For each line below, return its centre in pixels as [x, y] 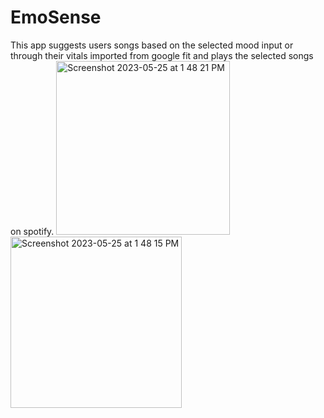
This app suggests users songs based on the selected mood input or [152, 45]
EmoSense [56, 17]
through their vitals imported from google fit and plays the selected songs [162, 55]
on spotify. [32, 231]
